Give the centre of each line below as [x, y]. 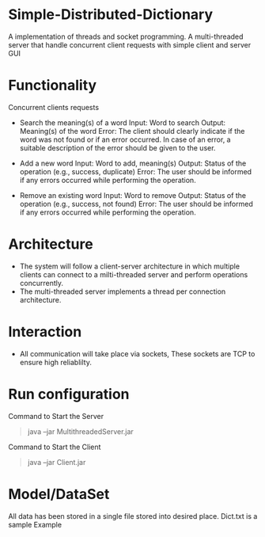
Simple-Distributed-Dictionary [111, 15]
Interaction [45, 332]
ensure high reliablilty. [56, 362]
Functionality [53, 86]
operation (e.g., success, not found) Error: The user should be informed [136, 204]
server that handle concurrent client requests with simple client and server [130, 44]
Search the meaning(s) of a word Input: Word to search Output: [123, 122]
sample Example [35, 524]
